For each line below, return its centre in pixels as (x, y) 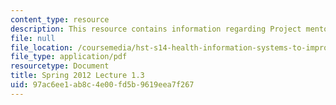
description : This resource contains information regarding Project (156, 29)
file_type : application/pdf (69, 57)
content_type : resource (60, 19)
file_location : (42, 47)
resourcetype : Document (60, 66)
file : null (33, 38)
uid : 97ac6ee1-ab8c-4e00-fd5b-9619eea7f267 (102, 85)
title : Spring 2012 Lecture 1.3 (77, 76)
